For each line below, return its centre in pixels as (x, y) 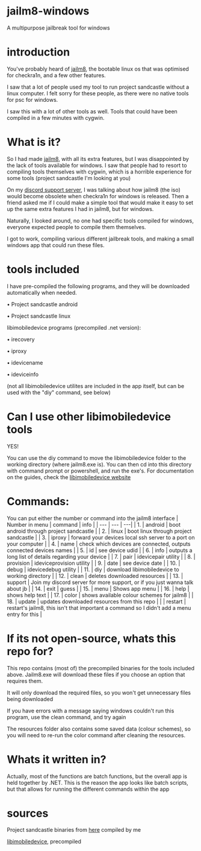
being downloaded (30, 699)
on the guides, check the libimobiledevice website (69, 477)
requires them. (25, 681)
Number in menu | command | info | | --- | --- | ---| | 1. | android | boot (94, 524)
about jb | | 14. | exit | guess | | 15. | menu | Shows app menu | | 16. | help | (98, 588)
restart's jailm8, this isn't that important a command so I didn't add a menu (99, 608)
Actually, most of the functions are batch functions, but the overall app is (97, 776)
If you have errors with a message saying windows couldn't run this (91, 711)
